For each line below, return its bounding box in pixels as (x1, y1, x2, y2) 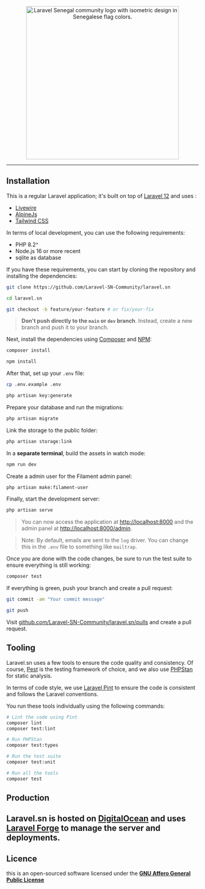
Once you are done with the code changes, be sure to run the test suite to (6, 555, 192, 562)
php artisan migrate (6, 415, 59, 422)
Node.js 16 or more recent (15, 247, 81, 254)
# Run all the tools (6, 770, 59, 776)
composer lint (6, 720, 43, 726)
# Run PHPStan (6, 736, 43, 743)
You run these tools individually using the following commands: (6, 702, 165, 709)
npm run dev (6, 461, 37, 467)
